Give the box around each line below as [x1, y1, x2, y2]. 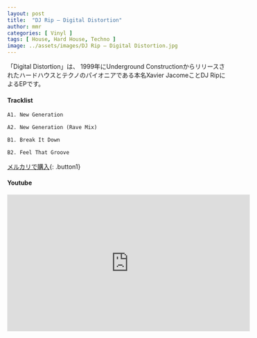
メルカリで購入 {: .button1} [7, 162, 81, 171]
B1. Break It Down [7, 136, 60, 143]
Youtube [7, 178, 33, 187]
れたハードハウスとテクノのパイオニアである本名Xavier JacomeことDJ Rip [7, 71, 220, 79]
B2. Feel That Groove [7, 149, 70, 156]
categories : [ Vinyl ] [7, 29, 73, 37]
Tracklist [7, 96, 33, 104]
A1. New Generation [7, 112, 64, 119]
